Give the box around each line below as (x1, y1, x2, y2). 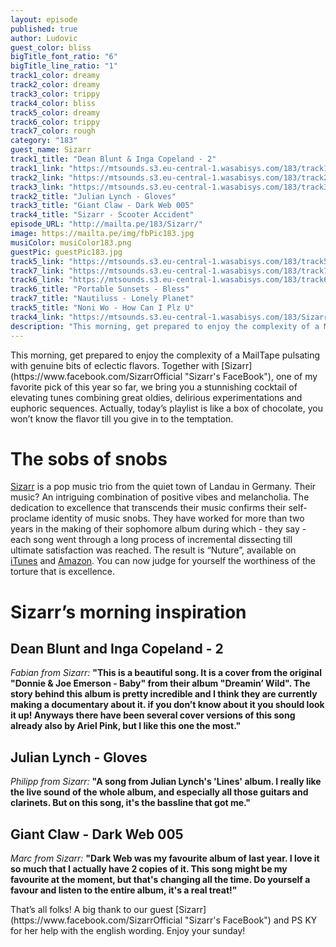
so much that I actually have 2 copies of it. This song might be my (10, 863, 288, 875)
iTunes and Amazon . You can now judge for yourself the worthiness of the (10, 555, 316, 567)
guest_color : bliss (10, 42, 92, 53)
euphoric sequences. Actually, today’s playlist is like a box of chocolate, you (10, 402, 323, 414)
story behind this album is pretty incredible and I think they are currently (10, 688, 318, 700)
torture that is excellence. (10, 566, 116, 578)
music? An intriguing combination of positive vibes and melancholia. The (10, 491, 310, 503)
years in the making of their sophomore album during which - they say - (10, 523, 307, 535)
